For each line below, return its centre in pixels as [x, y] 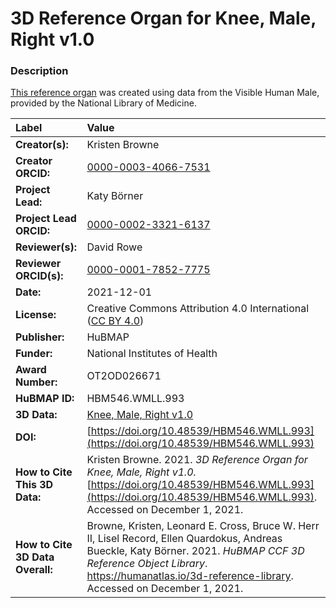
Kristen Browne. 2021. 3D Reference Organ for [197, 460]
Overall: [34, 570]
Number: [36, 382]
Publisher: [40, 337]
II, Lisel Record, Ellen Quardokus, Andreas [184, 539]
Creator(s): [42, 145]
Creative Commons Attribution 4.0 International [198, 309]
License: [36, 315]
